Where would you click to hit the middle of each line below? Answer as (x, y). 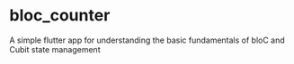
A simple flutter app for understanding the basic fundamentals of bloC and (147, 40)
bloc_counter (60, 16)
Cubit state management (55, 49)
